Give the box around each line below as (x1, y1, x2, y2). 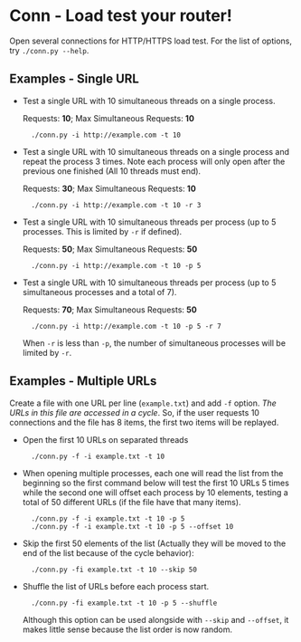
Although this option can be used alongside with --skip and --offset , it (22, 614, 289, 625)
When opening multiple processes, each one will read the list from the (22, 467, 284, 478)
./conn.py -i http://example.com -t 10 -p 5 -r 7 (31, 321, 221, 331)
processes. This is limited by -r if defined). (22, 225, 183, 236)
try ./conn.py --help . (9, 44, 89, 55)
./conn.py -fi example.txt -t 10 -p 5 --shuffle (31, 599, 218, 608)
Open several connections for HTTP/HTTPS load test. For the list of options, (9, 35, 292, 46)
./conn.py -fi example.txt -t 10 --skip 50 (31, 565, 197, 574)
